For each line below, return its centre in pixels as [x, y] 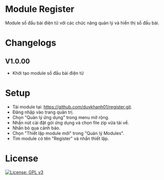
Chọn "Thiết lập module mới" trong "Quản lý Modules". [68, 133]
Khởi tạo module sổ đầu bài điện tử [48, 73]
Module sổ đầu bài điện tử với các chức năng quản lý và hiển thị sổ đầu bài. [82, 23]
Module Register [40, 9]
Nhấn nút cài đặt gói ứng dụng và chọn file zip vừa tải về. [71, 122]
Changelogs [31, 43]
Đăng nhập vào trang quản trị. [43, 112]
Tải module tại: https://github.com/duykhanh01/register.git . [72, 107]
